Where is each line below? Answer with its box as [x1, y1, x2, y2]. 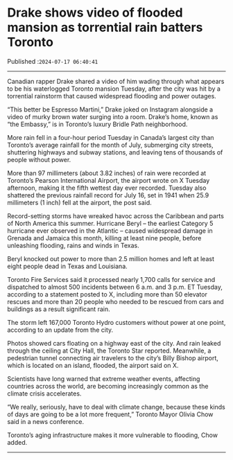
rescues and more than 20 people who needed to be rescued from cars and [7, 297, 224, 306]
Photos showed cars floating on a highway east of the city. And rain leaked [7, 339, 221, 347]
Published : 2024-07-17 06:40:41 [7, 57, 98, 65]
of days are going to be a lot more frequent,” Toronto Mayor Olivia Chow [7, 410, 214, 418]
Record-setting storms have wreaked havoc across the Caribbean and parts [7, 211, 224, 220]
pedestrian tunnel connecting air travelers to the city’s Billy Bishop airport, [7, 353, 218, 362]
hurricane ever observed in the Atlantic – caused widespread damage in [7, 227, 213, 235]
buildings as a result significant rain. [7, 305, 110, 313]
